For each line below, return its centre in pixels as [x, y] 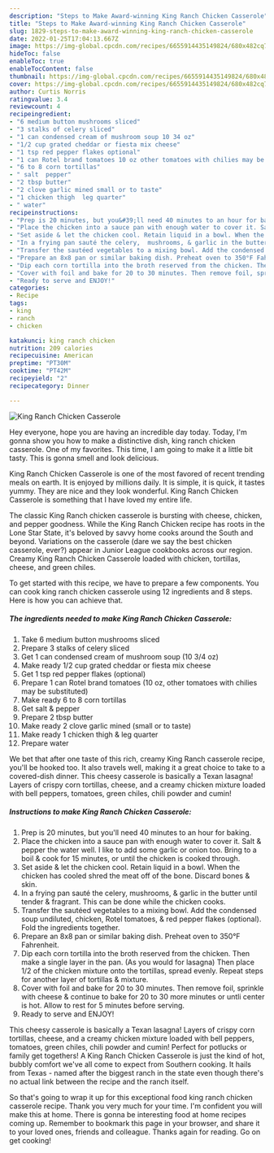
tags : [18, 303]
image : [20, 46]
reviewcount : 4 [35, 107]
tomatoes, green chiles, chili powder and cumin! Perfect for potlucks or [128, 1046]
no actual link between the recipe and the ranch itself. [99, 1081]
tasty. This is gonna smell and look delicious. [84, 458]
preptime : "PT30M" [40, 363]
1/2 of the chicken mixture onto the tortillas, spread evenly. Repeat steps [142, 970]
